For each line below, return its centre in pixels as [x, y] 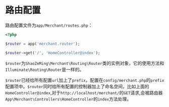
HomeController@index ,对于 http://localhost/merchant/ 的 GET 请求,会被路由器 [84, 92]
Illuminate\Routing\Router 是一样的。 [45, 69]
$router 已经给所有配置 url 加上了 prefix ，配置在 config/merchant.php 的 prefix [85, 80]
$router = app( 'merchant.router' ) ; [43, 44]
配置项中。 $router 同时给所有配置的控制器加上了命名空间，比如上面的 [77, 86]
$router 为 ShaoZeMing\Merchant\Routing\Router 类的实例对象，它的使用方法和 [85, 63]
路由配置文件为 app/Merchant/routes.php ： [49, 25]
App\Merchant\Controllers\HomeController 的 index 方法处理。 [68, 99]
